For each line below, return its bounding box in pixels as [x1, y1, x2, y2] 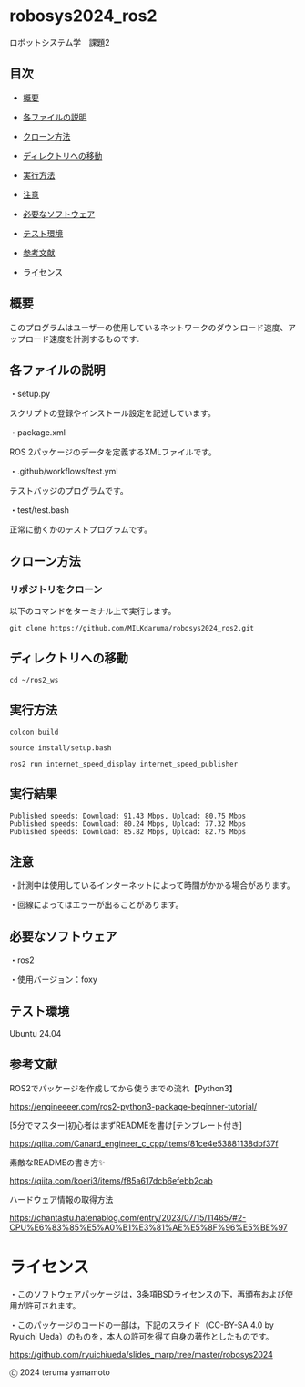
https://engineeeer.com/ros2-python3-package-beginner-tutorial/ [9, 1100, 258, 1111]
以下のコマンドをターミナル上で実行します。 [9, 606, 177, 617]
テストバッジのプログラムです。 [9, 485, 129, 496]
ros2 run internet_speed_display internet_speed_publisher [9, 759, 239, 768]
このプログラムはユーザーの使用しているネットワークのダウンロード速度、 [9, 321, 289, 333]
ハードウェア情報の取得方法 [9, 1194, 114, 1204]
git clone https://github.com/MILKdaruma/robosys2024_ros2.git [9, 624, 255, 633]
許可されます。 [25, 1299, 81, 1310]
